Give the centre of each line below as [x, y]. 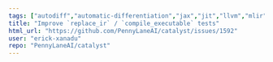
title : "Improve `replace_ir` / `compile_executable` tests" [114, 23]
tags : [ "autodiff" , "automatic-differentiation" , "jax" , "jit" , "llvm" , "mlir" [138, 16]
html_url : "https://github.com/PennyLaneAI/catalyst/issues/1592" [123, 31]
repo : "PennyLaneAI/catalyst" [60, 46]
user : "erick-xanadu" [45, 38]
